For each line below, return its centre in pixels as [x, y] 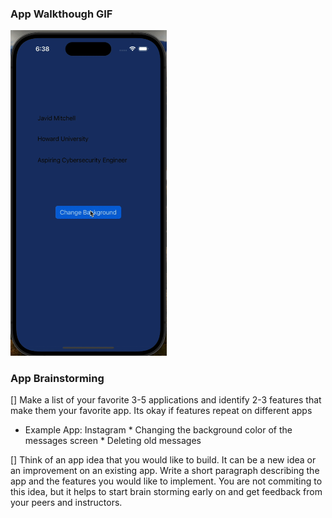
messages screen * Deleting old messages [113, 440]
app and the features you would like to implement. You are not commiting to [166, 481]
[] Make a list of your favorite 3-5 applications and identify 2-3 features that [166, 399]
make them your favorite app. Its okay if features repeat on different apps [161, 410]
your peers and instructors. [66, 502]
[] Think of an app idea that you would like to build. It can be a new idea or [163, 459]
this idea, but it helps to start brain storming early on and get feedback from [166, 491]
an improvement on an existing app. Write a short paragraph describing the [165, 470]
